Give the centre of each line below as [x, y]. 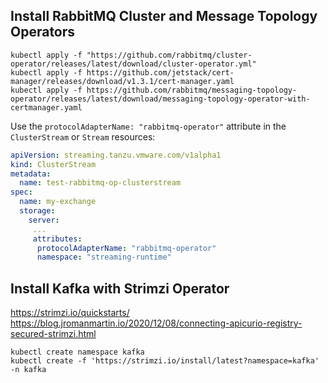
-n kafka [28, 370]
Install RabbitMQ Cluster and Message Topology [164, 16]
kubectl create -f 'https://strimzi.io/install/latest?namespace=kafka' [165, 361]
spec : [21, 192]
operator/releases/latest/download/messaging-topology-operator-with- [160, 99]
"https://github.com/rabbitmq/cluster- [169, 55]
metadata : [31, 174]
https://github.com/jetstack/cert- [160, 72]
